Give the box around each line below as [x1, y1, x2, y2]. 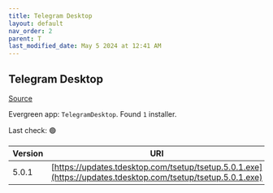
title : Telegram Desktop [8, 11, 93, 20]
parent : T [8, 34, 42, 43]
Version [12, 148, 44, 159]
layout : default [8, 19, 63, 28]
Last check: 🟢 [8, 125, 57, 135]
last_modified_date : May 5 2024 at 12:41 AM [8, 42, 162, 50]
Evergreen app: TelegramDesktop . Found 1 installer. [8, 109, 177, 118]
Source [8, 93, 32, 103]
